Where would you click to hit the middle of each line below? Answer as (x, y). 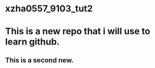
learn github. (32, 42)
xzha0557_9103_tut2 (49, 9)
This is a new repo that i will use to (78, 32)
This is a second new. (39, 60)
